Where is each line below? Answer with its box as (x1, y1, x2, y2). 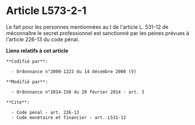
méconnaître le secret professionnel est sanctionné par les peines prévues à (6, 29, 189, 36)
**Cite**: (6, 99, 30, 105)
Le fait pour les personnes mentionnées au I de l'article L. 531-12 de (6, 23, 169, 30)
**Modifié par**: (6, 79, 48, 85)
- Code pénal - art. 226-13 (11, 109, 80, 115)
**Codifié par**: (6, 58, 48, 64)
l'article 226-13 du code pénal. (6, 36, 80, 43)
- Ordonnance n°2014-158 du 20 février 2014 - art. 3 (11, 89, 144, 95)
